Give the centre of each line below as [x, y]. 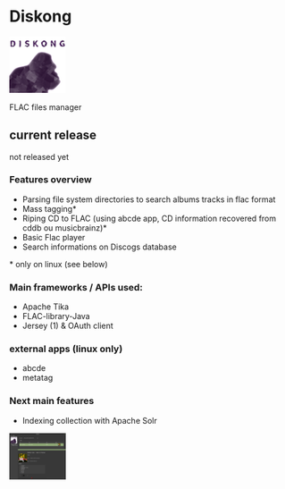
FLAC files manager [46, 107]
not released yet [39, 156]
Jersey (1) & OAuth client [67, 326]
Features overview [50, 180]
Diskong [41, 17]
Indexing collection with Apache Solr [90, 420]
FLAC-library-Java [56, 316]
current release [53, 135]
